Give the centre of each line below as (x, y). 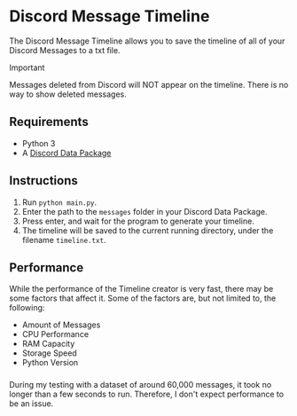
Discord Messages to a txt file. (65, 50)
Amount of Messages (61, 325)
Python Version (50, 363)
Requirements (49, 122)
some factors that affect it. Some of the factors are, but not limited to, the (143, 298)
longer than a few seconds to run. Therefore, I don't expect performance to (147, 394)
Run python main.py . (59, 202)
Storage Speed (49, 353)
